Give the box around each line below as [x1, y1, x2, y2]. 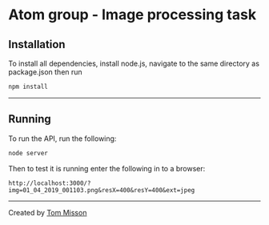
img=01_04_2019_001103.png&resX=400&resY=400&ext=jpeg [8, 186, 195, 194]
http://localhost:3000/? [8, 179, 91, 187]
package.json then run [8, 67, 82, 77]
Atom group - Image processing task [8, 6, 257, 24]
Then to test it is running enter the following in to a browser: [8, 163, 206, 173]
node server [8, 149, 48, 157]
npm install [8, 82, 48, 90]
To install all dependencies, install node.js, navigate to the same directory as [8, 58, 260, 68]
